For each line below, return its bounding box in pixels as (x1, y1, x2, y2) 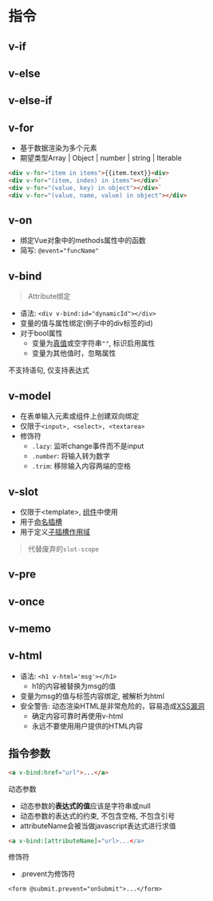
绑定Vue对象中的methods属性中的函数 (19, 236, 146, 245)
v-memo (8, 622, 52, 636)
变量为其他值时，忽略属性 (31, 348, 116, 358)
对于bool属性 (19, 328, 63, 338)
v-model (8, 389, 52, 403)
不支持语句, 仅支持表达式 (8, 365, 89, 375)
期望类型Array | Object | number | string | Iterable (19, 153, 182, 163)
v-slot (8, 485, 38, 498)
